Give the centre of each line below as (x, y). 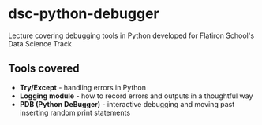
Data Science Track (40, 43)
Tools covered (44, 69)
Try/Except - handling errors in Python (82, 87)
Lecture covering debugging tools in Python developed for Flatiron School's (131, 35)
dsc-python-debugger (84, 14)
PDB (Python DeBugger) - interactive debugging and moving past (127, 104)
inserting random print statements (75, 112)
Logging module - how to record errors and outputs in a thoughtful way (136, 96)
